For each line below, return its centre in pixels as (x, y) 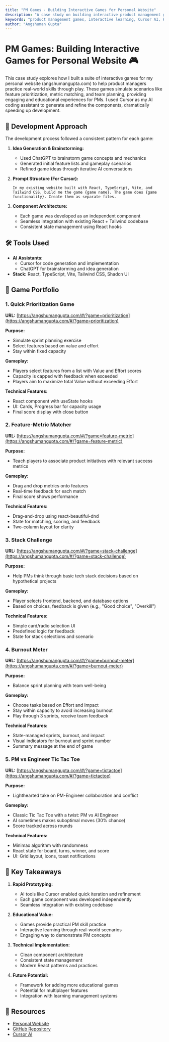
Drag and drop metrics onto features (50, 485)
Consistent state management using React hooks (71, 226)
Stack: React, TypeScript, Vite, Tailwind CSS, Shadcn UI (71, 274)
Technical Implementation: (41, 945)
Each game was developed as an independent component (80, 216)
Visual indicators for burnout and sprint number (62, 741)
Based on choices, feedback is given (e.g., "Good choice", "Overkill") (84, 606)
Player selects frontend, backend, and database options (70, 601)
